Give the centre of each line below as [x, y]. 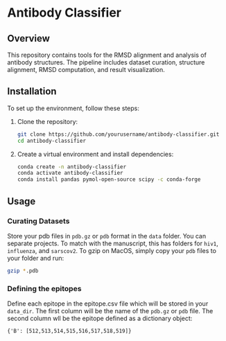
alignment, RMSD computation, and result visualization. [86, 70]
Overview [29, 38]
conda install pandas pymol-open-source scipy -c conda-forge [109, 180]
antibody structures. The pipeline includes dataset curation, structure [106, 62]
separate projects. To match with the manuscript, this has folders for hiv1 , [113, 243]
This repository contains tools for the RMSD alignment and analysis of [107, 55]
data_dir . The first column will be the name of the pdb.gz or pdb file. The [110, 311]
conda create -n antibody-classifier [72, 167]
